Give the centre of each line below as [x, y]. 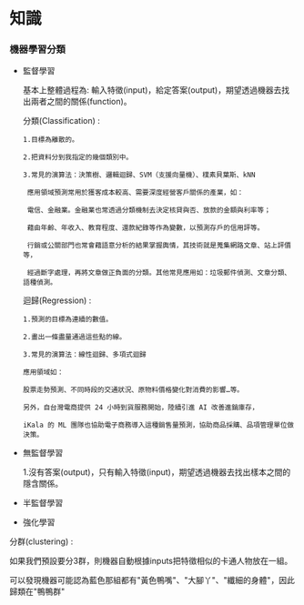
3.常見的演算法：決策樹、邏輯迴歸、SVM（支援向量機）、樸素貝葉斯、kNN [139, 175]
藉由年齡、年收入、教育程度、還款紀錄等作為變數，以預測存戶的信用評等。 [146, 228]
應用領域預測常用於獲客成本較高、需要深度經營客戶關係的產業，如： [135, 193]
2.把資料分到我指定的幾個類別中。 [78, 157]
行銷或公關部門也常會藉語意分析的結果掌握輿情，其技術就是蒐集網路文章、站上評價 [159, 246]
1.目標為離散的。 [51, 140]
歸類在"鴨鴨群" [37, 591]
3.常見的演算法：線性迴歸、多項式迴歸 [85, 355]
